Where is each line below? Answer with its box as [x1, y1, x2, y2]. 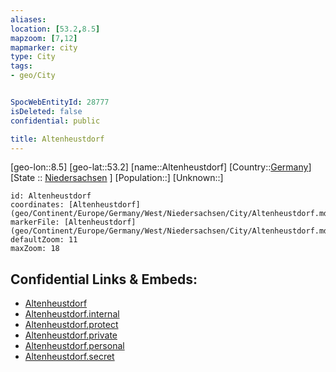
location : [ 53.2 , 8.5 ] [10, 24, 101, 34]
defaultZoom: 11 [10, 235, 78, 245]
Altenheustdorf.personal [24, 340, 125, 352]
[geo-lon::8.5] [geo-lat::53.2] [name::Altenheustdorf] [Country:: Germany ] [10, 161, 312, 173]
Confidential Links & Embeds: [10, 271, 198, 288]
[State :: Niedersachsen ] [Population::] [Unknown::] [10, 172, 224, 184]
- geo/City [10, 71, 56, 81]
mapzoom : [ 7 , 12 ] [10, 33, 78, 43]
